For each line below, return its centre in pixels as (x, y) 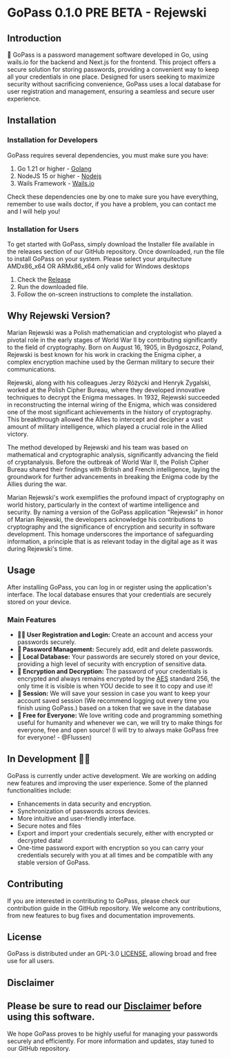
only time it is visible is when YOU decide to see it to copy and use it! (115, 686)
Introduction (34, 38)
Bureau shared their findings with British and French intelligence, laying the (114, 469)
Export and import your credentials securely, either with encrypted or (115, 833)
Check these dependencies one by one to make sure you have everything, (113, 196)
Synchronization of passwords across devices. (83, 811)
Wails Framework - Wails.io (56, 183)
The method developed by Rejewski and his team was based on (98, 447)
